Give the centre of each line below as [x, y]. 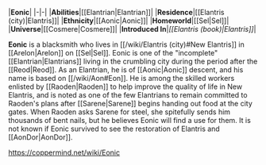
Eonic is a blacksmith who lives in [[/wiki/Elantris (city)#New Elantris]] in [126, 44]
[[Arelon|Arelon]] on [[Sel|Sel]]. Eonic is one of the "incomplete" [113, 53]
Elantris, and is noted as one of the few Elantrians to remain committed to [128, 95]
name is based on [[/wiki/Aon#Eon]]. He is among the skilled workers [121, 78]
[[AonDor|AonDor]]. [40, 137]
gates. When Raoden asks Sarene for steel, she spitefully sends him [120, 112]
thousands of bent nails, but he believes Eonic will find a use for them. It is [130, 120]
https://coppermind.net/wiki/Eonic [64, 152]
